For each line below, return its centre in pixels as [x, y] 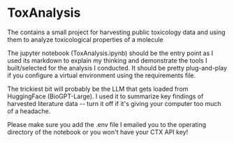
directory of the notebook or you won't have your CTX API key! [98, 132]
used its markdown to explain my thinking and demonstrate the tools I [107, 60]
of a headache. [29, 111]
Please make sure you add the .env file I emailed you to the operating [107, 124]
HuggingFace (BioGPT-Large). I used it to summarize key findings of [105, 96]
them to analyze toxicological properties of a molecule [86, 39]
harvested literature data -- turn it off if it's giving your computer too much [114, 103]
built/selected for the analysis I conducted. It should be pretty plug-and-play [117, 68]
